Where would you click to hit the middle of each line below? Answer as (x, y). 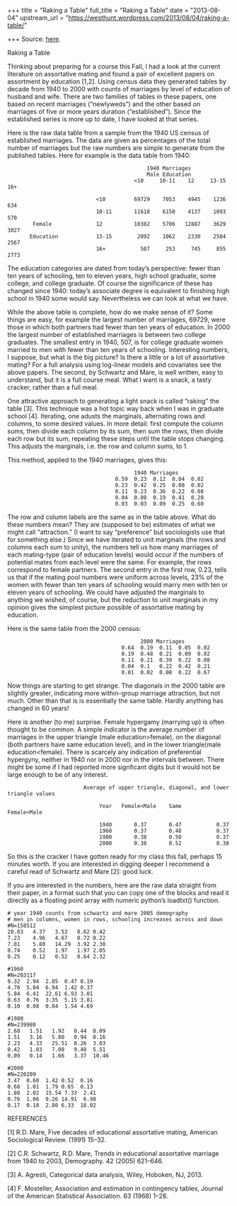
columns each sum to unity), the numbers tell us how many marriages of (113, 547)
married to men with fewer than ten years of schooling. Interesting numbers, (118, 349)
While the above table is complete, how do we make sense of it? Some (110, 312)
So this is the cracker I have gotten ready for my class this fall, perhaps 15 (115, 857)
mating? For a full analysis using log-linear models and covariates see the (114, 365)
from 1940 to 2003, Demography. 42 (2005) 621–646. (86, 1161)
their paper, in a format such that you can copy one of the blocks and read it (118, 893)
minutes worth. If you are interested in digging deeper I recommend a (109, 864)
